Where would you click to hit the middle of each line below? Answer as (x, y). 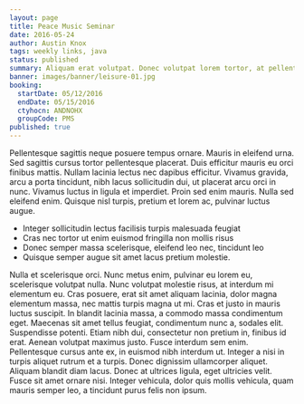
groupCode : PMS (46, 119)
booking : (26, 85)
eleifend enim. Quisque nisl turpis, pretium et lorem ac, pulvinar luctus (140, 201)
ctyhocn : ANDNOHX (50, 111)
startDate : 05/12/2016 (60, 93)
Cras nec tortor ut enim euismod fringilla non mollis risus (128, 238)
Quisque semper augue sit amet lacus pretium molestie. (126, 257)
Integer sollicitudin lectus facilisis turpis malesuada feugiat (132, 228)
